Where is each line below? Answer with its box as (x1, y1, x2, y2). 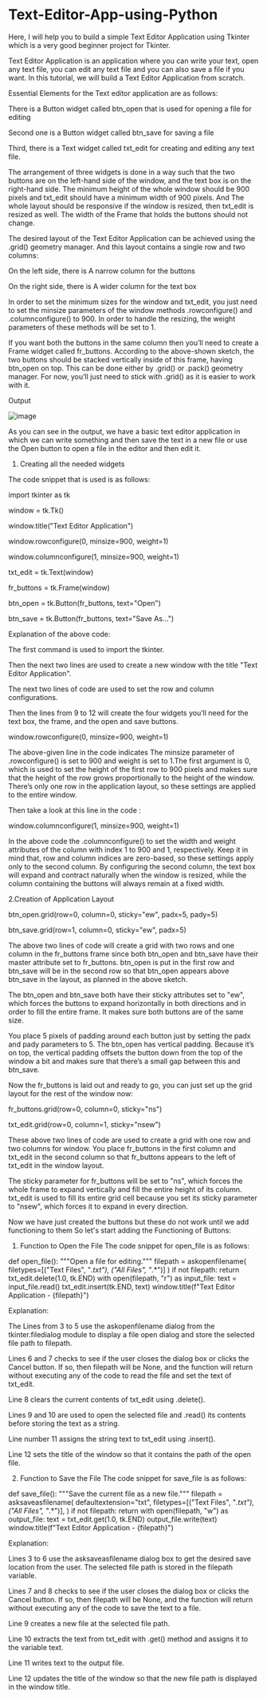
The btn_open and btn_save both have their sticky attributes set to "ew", (8, 990, 245, 999)
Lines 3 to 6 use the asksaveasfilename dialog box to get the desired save (8, 1554, 251, 1563)
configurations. (8, 692, 58, 702)
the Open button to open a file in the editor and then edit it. (8, 443, 202, 453)
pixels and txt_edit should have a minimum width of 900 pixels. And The (8, 192, 245, 202)
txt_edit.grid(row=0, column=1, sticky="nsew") (8, 1119, 161, 1129)
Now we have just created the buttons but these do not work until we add (8, 1217, 249, 1226)
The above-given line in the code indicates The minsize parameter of (8, 747, 235, 757)
